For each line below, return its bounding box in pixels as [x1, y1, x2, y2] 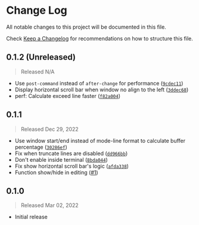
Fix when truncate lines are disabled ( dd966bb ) [14, 150, 128, 157]
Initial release [14, 213, 48, 221]
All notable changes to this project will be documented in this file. [6, 23, 167, 30]
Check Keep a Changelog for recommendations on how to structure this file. [6, 35, 194, 42]
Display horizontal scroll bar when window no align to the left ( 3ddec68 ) [14, 86, 189, 93]
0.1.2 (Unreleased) [6, 52, 76, 63]
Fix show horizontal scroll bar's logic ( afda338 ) [14, 162, 129, 169]
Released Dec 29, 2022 [20, 125, 79, 132]
